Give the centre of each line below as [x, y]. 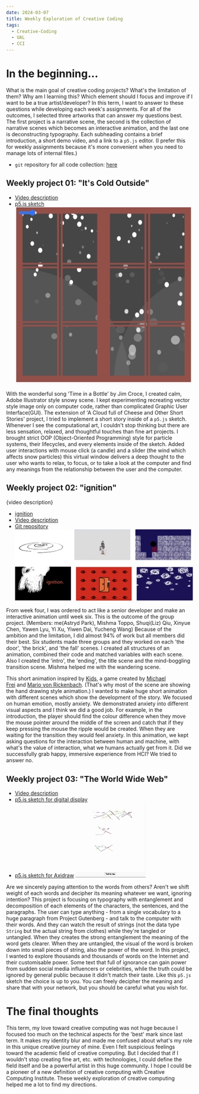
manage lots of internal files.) [42, 153]
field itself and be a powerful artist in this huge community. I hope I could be [99, 1066]
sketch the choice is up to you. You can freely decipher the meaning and [95, 981]
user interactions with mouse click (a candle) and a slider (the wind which [96, 450]
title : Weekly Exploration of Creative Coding [65, 19]
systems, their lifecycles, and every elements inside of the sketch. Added [95, 444]
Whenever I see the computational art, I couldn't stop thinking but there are [98, 425]
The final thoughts [52, 1011]
